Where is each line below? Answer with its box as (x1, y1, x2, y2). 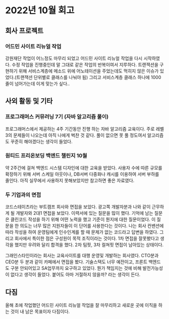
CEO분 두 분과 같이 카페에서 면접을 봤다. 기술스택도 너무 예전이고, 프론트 (5, 259, 148, 265)
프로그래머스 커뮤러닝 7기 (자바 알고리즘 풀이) (5, 113, 109, 121)
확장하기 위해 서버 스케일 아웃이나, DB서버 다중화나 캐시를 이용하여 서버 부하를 (5, 171, 159, 177)
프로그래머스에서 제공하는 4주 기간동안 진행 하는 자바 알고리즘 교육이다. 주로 (5, 126, 155, 132)
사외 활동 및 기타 (5, 97, 53, 105)
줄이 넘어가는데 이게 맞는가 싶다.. (5, 81, 70, 87)
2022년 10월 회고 (5, 5, 75, 16)
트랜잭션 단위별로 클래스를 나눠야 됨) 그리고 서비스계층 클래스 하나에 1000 (16, 74, 161, 80)
